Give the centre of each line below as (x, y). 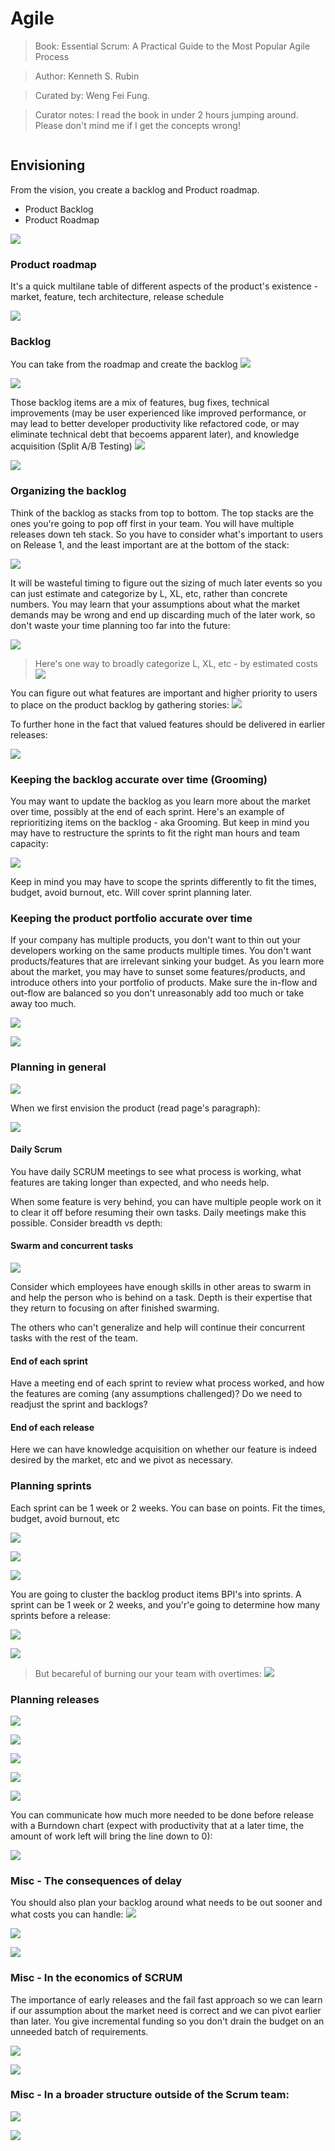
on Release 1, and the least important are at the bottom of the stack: (150, 544)
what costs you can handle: (67, 1914)
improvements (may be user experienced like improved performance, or (158, 413)
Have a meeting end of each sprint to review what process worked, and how (167, 1383)
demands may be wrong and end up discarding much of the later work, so (163, 614)
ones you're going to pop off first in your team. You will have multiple (152, 523)
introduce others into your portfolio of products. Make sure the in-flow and (164, 983)
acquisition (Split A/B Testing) (71, 446)
